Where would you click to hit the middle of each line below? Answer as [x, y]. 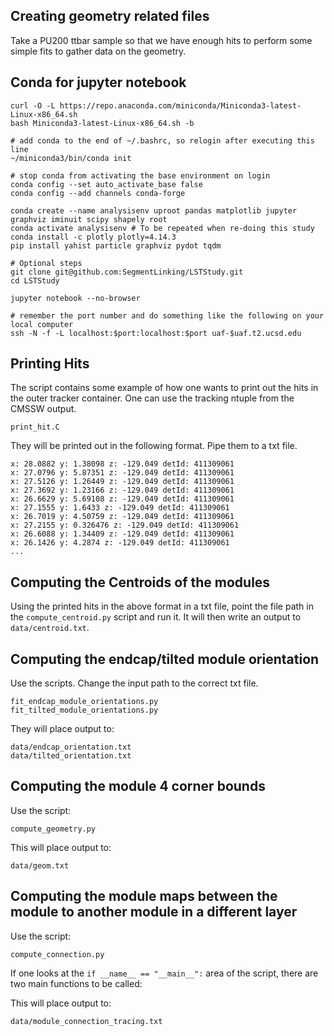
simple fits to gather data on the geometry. [98, 51]
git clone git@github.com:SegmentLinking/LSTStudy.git [127, 272]
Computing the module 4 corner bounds [138, 786]
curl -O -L [33, 105]
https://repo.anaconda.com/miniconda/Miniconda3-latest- [180, 105]
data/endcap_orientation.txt [71, 747]
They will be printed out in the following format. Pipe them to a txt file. [154, 446]
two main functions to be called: [76, 983]
